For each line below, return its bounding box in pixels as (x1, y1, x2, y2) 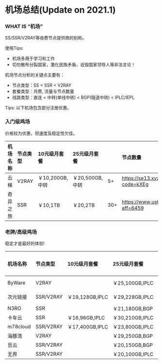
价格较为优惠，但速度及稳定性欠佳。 (5, 130, 78, 136)
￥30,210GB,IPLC (113, 314, 154, 321)
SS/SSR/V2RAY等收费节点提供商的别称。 (5, 35, 87, 41)
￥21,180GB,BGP (113, 305, 153, 312)
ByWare (7, 279, 26, 286)
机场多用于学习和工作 (12, 55, 55, 61)
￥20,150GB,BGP (113, 342, 153, 348)
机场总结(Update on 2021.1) (5, 4, 116, 16)
